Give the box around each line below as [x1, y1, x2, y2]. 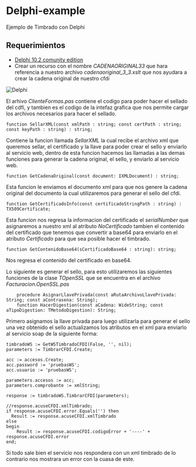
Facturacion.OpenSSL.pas [6, 280, 70, 287]
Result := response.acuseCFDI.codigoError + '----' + [16, 428, 150, 435]
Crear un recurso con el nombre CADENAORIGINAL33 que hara [14, 62, 168, 69]
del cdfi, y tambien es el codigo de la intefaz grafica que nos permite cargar [6, 104, 189, 111]
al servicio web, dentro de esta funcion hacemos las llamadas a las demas [6, 149, 185, 156]
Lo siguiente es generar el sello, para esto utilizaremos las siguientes [6, 268, 173, 275]
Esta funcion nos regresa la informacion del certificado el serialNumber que [6, 216, 189, 224]
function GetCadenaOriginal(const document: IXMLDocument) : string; [6, 173, 180, 179]
